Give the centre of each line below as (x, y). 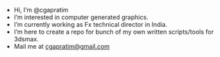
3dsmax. (26, 39)
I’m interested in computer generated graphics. (81, 17)
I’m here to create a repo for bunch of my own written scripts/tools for (113, 32)
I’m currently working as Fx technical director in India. (91, 24)
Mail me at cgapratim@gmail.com (61, 46)
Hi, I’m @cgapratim (41, 10)
